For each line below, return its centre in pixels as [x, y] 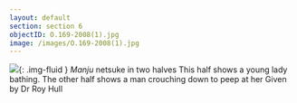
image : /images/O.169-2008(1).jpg [75, 43]
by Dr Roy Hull [36, 89]
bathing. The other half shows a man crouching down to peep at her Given [148, 80]
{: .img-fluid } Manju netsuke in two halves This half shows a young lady [153, 70]
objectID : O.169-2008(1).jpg [64, 34]
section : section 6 [46, 26]
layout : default [40, 18]
